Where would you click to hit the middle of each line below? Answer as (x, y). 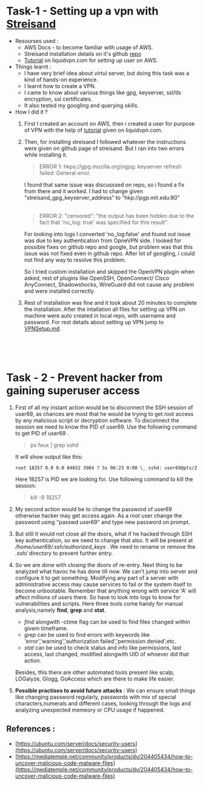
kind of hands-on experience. (61, 80)
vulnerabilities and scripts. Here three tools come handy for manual (99, 603)
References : (31, 729)
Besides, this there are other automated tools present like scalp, (95, 672)
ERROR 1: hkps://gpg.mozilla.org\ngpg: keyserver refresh (110, 166)
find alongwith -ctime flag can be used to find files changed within (107, 622)
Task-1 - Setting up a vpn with (82, 11)
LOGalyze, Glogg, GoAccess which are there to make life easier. (95, 679)
